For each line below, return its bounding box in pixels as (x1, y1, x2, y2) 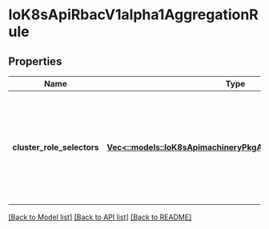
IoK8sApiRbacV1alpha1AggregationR (8, 6, 259, 24)
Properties (8, 54, 62, 68)
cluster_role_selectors (12, 142, 99, 153)
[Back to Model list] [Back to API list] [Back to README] (8, 212, 192, 222)
